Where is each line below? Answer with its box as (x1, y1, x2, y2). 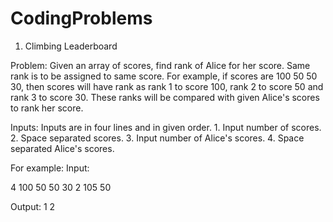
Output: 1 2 (10, 200, 56, 212)
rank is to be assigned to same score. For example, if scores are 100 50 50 (10, 70, 318, 82)
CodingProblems (10, 7, 153, 30)
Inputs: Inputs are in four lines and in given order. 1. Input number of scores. (10, 121, 322, 133)
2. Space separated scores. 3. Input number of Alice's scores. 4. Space (10, 132, 305, 144)
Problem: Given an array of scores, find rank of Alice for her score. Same (10, 59, 311, 71)
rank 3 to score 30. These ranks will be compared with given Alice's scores (10, 91, 320, 103)
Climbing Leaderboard (24, 40, 118, 52)
